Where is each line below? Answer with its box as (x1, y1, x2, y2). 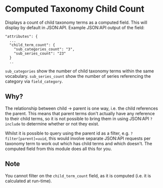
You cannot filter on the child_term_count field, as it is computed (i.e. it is (5, 172, 151, 178)
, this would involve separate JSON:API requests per (46, 135, 151, 141)
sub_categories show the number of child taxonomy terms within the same (5, 68, 154, 74)
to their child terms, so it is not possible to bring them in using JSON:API (5, 116, 149, 121)
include (5, 121, 21, 127)
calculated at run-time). (5, 178, 52, 184)
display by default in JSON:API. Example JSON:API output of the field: (5, 24, 145, 30)
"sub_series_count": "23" (14, 51, 66, 56)
